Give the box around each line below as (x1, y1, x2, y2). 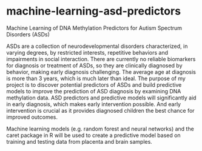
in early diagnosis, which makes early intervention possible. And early (6, 100, 181, 107)
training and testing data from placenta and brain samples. (6, 138, 153, 145)
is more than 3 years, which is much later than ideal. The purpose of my (6, 75, 186, 82)
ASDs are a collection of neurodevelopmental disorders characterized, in (6, 42, 188, 50)
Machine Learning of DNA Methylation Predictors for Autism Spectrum (6, 24, 183, 32)
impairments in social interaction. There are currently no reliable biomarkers (6, 55, 196, 62)
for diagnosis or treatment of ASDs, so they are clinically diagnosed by (6, 62, 183, 69)
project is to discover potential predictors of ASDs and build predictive (6, 81, 182, 89)
